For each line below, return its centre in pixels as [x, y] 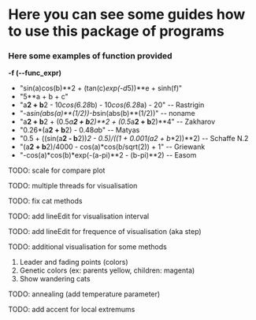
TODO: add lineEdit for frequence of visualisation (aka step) [105, 232]
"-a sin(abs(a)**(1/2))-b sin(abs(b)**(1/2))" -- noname [107, 113]
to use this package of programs [116, 31]
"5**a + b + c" [44, 97]
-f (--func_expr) [35, 73]
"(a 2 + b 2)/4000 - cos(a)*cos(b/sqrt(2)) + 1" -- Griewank [112, 147]
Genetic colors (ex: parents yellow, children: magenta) [107, 270]
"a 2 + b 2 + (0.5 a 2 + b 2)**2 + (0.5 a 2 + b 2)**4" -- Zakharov [117, 122]
